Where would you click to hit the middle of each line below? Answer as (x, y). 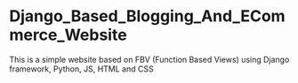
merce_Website (68, 35)
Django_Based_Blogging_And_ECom (148, 16)
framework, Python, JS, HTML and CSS (81, 69)
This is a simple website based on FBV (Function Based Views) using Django (149, 59)
